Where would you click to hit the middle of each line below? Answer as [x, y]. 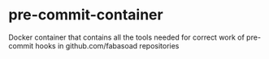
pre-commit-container [86, 15]
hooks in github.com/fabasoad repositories [107, 45]
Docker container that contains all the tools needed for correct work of [127, 37]
